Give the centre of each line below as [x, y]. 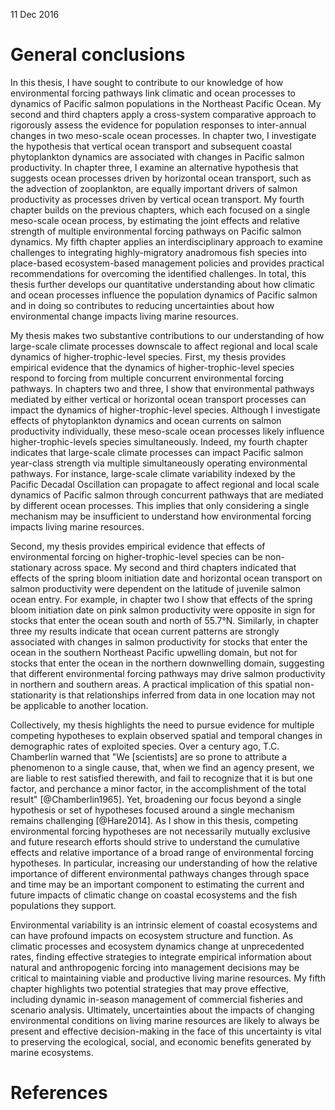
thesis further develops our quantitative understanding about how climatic [163, 284]
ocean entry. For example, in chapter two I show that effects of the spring [161, 599]
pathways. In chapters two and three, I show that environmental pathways [162, 388]
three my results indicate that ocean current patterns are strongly [145, 631]
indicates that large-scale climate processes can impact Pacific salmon [157, 452]
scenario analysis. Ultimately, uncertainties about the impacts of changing [162, 1010]
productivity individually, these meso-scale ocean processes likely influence [167, 431]
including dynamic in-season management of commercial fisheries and [156, 999]
